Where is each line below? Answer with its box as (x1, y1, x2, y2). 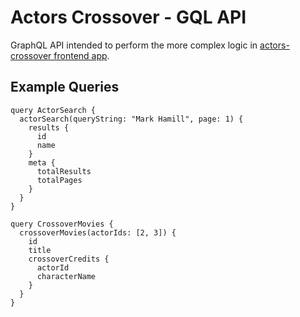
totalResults (36, 166, 92, 176)
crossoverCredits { (28, 254, 110, 264)
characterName (36, 271, 97, 281)
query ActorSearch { (10, 105, 97, 115)
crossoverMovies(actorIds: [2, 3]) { (19, 227, 177, 238)
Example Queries (10, 79, 120, 96)
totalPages (36, 175, 83, 185)
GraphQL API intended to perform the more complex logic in (10, 39, 258, 51)
